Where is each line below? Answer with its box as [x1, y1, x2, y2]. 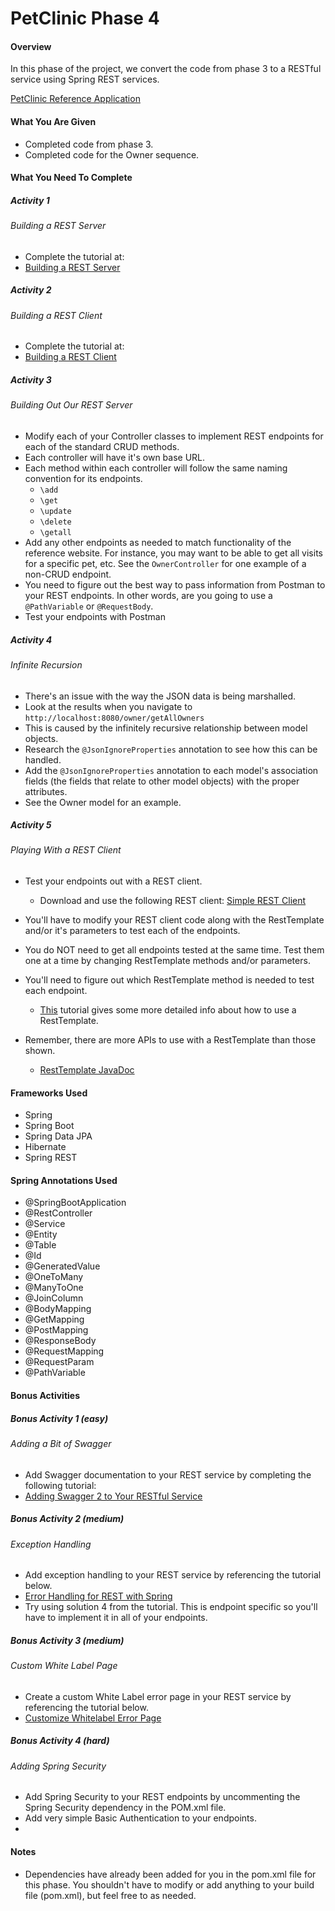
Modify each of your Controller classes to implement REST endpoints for [24, 430, 324, 442]
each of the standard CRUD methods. [24, 440, 180, 452]
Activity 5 [10, 819, 52, 831]
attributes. [24, 785, 68, 797]
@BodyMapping [24, 1303, 92, 1315]
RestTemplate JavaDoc [39, 1064, 135, 1076]
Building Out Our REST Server [10, 399, 133, 411]
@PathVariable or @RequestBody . [24, 600, 154, 612]
